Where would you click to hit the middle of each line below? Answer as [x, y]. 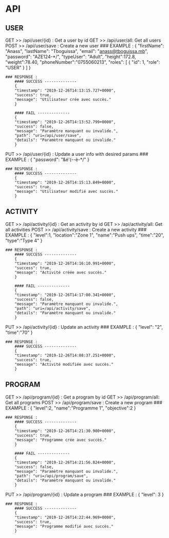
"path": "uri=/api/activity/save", [53, 308]
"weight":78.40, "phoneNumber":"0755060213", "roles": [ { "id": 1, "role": [83, 62]
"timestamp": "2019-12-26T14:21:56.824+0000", [65, 462]
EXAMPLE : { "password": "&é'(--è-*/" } [48, 159]
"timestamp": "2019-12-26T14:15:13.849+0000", [65, 183]
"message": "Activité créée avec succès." [61, 272]
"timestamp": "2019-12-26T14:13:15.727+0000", [65, 91]
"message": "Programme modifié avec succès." [64, 526]
